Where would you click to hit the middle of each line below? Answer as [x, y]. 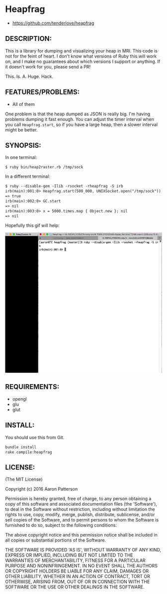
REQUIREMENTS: [32, 387]
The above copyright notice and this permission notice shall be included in [81, 535]
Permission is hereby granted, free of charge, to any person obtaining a [78, 499]
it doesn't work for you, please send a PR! [48, 66]
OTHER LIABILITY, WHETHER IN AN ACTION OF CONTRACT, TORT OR [78, 577]
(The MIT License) [24, 479]
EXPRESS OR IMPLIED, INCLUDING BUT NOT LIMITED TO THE [69, 555]
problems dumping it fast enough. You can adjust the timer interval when [80, 119]
